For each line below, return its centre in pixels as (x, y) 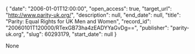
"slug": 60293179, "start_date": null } (71, 34)
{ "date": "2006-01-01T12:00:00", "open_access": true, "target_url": (89, 9)
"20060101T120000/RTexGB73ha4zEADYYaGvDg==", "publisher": (87, 28)
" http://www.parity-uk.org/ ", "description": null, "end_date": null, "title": (93, 15)
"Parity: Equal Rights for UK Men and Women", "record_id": (78, 21)
